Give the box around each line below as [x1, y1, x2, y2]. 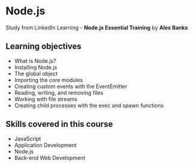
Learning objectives [5, 41, 82, 51]
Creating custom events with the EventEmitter [14, 83, 128, 90]
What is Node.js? [14, 57, 56, 64]
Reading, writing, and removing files [14, 89, 104, 96]
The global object [14, 70, 58, 77]
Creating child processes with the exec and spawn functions [14, 102, 164, 109]
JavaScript [14, 135, 41, 142]
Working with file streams [14, 95, 78, 102]
